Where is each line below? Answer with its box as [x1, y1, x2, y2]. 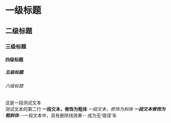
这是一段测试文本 [5, 100, 41, 106]
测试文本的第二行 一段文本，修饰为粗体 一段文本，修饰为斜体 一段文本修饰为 [5, 106, 166, 112]
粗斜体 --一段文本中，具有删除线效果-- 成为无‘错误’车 [5, 112, 117, 118]
